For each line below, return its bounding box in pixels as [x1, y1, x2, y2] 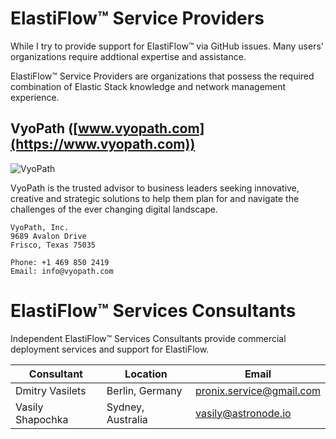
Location [124, 367, 168, 381]
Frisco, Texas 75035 [10, 240, 97, 250]
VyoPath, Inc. [10, 222, 70, 232]
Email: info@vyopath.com [10, 266, 114, 276]
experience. [10, 91, 60, 103]
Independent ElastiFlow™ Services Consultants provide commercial [10, 332, 287, 344]
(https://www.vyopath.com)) [10, 136, 196, 153]
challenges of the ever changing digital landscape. [10, 203, 218, 215]
